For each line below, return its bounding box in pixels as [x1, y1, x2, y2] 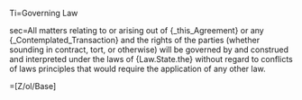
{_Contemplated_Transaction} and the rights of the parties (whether [9, 35, 260, 45]
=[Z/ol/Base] [9, 81, 57, 91]
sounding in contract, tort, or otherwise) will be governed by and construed [9, 44, 288, 55]
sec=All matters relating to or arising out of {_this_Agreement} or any [9, 25, 264, 35]
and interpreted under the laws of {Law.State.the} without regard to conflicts [9, 54, 293, 64]
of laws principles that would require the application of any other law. [9, 63, 266, 74]
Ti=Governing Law [9, 8, 78, 18]
